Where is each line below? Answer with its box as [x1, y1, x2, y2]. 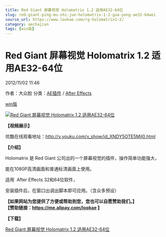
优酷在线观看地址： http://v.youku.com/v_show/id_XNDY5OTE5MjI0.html [5, 133, 156, 140]
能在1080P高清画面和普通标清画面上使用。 [5, 166, 94, 172]
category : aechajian [5, 21, 49, 27]
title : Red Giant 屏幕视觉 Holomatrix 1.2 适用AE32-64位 [5, 7, 123, 13]
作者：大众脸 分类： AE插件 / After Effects [5, 90, 92, 97]
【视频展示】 [5, 123, 32, 129]
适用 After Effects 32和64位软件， [5, 176, 78, 183]
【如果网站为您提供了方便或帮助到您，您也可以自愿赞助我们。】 [5, 198, 137, 204]
